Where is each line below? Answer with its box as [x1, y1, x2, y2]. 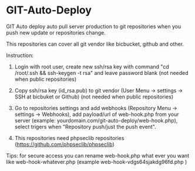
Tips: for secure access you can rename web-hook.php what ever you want [6, 152, 190, 159]
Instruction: [6, 52, 34, 59]
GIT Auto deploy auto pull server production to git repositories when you [6, 23, 181, 30]
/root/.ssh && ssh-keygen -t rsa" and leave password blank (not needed [14, 69, 189, 76]
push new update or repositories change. [6, 29, 106, 36]
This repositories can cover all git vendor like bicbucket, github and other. [6, 40, 184, 47]
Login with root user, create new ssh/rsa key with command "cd [14, 63, 169, 70]
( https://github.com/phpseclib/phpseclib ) [14, 141, 115, 148]
